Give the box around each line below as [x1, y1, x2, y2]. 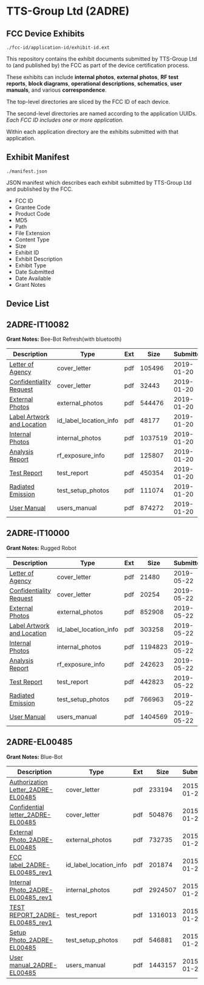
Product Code [15, 210, 50, 217]
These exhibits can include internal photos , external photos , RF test [6, 74, 179, 80]
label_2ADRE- [9, 860, 50, 869]
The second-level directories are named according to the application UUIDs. [6, 110, 197, 117]
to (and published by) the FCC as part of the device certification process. [6, 62, 189, 69]
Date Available [15, 275, 52, 282]
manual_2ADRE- [9, 961, 58, 969]
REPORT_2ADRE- [9, 910, 60, 919]
